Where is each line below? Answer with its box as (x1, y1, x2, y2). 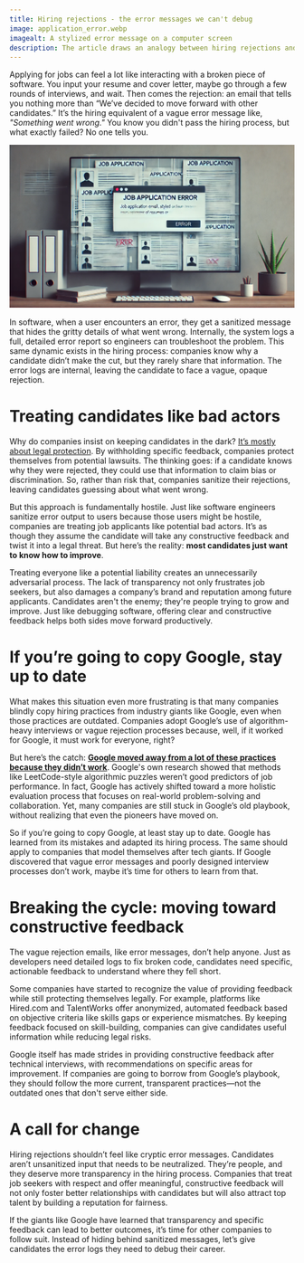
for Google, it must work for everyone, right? (9, 735, 176, 745)
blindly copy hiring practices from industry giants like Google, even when (9, 706, 282, 717)
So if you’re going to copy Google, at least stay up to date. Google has (9, 828, 271, 839)
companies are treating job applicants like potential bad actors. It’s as (9, 521, 268, 532)
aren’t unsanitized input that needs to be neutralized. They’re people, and (9, 1158, 283, 1169)
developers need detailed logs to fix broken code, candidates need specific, (9, 955, 293, 967)
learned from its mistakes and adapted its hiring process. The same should (9, 837, 288, 848)
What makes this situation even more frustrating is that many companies (9, 697, 279, 707)
